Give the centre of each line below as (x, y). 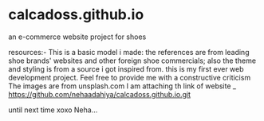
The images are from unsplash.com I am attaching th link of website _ (122, 86)
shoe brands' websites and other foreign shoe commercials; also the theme (132, 60)
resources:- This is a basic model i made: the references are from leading (129, 52)
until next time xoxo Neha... (53, 110)
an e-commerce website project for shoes (77, 37)
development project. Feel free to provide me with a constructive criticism (130, 77)
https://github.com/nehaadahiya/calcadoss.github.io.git (100, 94)
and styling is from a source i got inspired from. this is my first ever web (126, 68)
